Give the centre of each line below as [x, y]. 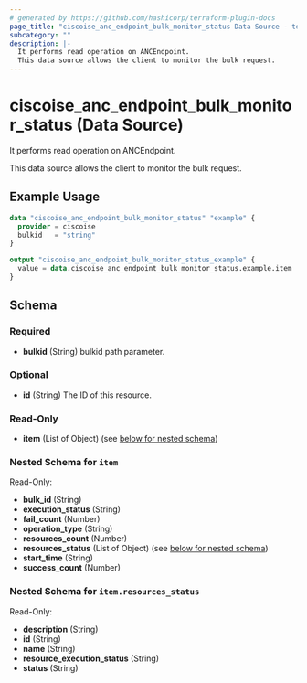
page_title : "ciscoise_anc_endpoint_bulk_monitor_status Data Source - [148, 27]
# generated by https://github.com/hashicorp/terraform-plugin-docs [143, 18]
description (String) [60, 629]
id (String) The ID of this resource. [87, 395]
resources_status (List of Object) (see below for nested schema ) [145, 549]
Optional [29, 375]
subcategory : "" [40, 35]
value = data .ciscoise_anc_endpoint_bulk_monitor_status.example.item [155, 269]
